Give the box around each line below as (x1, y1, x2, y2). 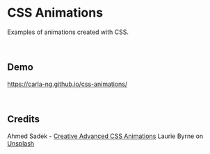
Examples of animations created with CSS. (7, 28, 129, 36)
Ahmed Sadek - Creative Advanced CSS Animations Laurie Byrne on (7, 132, 204, 140)
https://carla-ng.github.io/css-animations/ (7, 80, 128, 88)
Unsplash (7, 139, 35, 147)
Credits (7, 113, 40, 126)
